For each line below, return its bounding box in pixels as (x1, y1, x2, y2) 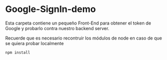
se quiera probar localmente (5, 40, 64, 46)
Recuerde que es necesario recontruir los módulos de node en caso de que (5, 35, 162, 41)
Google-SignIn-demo (5, 3, 96, 15)
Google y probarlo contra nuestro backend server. (5, 25, 109, 31)
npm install (5, 50, 30, 55)
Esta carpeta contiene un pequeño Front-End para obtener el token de (5, 20, 151, 26)
